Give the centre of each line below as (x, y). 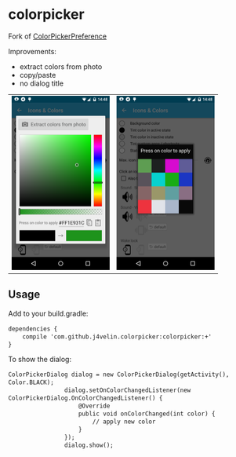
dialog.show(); (89, 445)
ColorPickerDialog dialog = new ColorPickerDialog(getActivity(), (119, 375)
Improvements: (33, 51)
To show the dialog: (40, 359)
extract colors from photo (61, 66)
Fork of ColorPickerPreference (58, 36)
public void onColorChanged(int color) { (147, 414)
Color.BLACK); (31, 382)
